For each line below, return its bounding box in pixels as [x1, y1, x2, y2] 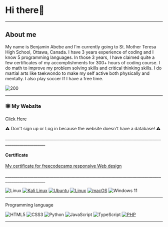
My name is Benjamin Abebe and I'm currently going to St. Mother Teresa [5, 43, 156, 49]
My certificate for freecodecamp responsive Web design [5, 163, 122, 169]
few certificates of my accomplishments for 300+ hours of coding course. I [5, 59, 160, 65]
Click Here [5, 116, 27, 122]
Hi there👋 [5, 4, 45, 16]
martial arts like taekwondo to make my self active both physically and [5, 70, 150, 76]
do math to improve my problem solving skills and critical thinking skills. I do [5, 65, 162, 71]
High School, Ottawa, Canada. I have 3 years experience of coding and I [5, 49, 154, 55]
